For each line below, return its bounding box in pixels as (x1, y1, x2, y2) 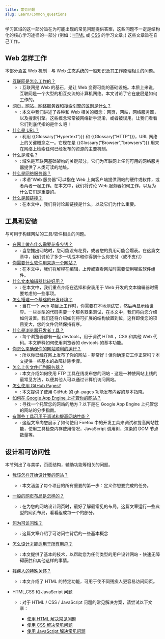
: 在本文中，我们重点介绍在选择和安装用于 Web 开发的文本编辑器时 (19, 285, 155, 290)
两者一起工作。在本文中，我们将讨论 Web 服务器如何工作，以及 (24, 183, 152, 189)
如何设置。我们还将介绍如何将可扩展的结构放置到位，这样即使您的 (19, 315, 153, 321)
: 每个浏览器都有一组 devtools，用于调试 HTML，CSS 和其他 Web (19, 334, 152, 340)
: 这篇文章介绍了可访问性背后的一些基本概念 (19, 530, 109, 536)
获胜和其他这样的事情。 (24, 557, 72, 563)
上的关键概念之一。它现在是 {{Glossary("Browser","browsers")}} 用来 (19, 140, 160, 145)
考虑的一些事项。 (24, 290, 59, 296)
